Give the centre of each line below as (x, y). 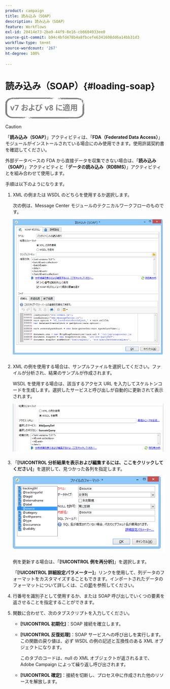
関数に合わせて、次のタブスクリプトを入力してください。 (73, 613)
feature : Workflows (26, 27)
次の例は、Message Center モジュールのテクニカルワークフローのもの (86, 206)
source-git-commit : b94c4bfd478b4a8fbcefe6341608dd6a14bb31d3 (72, 38)
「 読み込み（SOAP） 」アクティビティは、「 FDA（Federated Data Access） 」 (84, 137)
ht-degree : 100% (22, 53)
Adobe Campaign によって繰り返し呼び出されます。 (74, 665)
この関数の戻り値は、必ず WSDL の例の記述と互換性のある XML (87, 641)
